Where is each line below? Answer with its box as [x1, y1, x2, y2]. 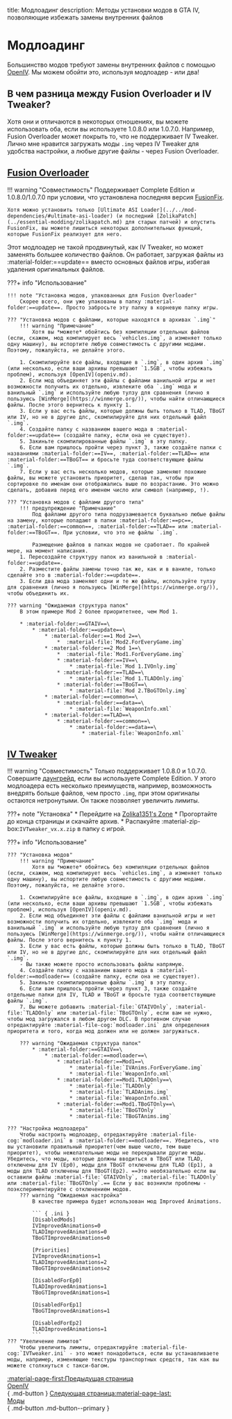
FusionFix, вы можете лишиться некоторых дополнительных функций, [7, 224, 204, 231]
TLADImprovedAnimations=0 [32, 1229, 108, 1236]
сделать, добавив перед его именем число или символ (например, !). [7, 486, 210, 493]
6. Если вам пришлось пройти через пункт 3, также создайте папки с [19, 444, 222, 451]
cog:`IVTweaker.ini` [7, 1350, 67, 1357]
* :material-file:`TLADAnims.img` [69, 1089, 169, 1096]
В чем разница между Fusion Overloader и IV [7, 88, 212, 100]
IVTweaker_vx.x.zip [19, 826, 76, 833]
